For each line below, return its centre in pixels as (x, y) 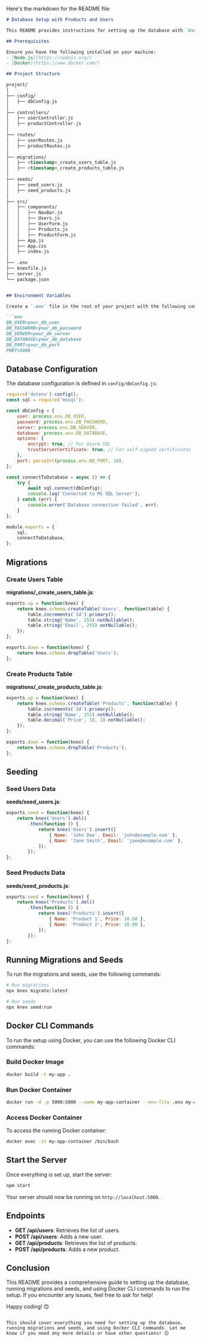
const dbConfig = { (31, 411)
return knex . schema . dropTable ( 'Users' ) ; (68, 653)
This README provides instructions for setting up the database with (95, 30)
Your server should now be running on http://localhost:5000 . (83, 1197)
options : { (31, 439)
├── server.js (24, 274)
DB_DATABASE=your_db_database (44, 339)
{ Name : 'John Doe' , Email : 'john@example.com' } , (113, 835)
